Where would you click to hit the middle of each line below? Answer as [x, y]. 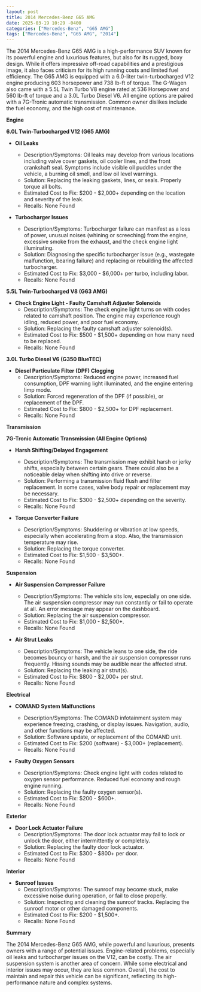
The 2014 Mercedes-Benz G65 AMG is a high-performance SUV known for [99, 51]
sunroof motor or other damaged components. [81, 909]
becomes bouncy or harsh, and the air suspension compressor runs [107, 658]
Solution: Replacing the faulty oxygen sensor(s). [83, 792]
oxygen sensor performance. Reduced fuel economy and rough [102, 779]
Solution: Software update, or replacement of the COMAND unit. [103, 737]
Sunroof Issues [34, 883]
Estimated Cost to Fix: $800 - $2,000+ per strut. [83, 677]
